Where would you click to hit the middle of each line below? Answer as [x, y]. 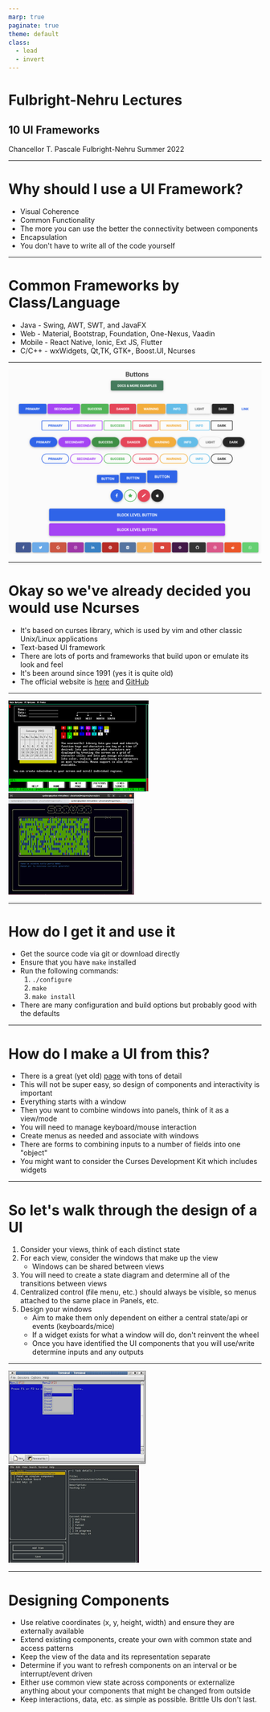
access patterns [47, 1648]
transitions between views [63, 1284]
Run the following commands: [69, 971]
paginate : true [34, 25]
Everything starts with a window [73, 1101]
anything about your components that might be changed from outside [135, 1691]
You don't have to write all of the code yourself [97, 245]
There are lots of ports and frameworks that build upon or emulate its [134, 656]
